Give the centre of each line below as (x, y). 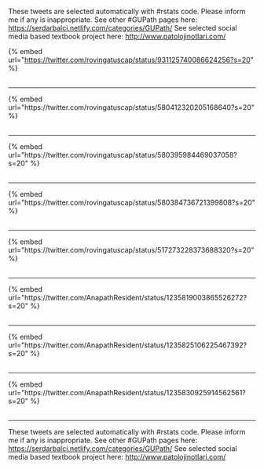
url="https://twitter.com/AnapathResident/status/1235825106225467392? (128, 345)
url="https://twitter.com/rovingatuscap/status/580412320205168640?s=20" (132, 107)
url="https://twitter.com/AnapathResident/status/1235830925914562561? (127, 393)
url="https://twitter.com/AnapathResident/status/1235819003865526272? (128, 298)
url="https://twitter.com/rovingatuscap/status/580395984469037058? (123, 155)
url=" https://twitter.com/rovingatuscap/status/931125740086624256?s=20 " (131, 60)
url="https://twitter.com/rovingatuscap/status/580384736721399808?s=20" (132, 202)
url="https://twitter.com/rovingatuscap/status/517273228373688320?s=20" (131, 250)
